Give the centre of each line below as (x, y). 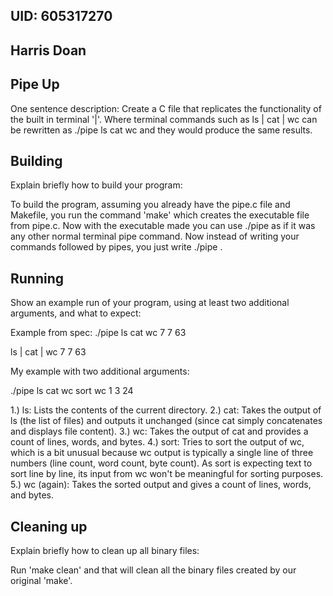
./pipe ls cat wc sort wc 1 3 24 (72, 391)
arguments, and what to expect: (76, 313)
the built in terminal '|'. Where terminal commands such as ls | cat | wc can (164, 119)
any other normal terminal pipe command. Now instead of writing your (155, 236)
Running (37, 278)
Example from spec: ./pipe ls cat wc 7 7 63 (98, 333)
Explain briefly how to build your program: (96, 185)
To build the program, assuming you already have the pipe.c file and (150, 205)
